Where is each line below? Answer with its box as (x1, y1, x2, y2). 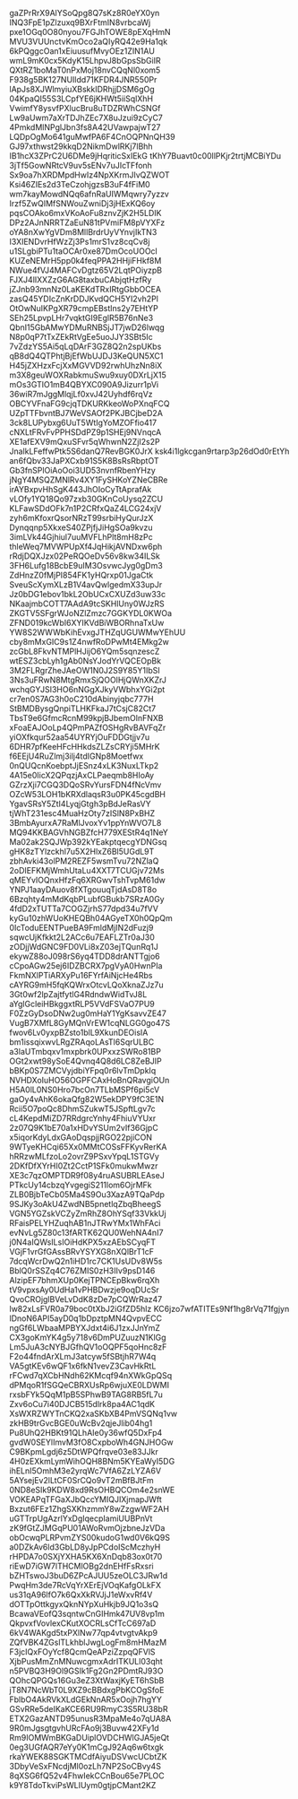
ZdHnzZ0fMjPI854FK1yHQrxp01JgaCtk (9, 569, 154, 580)
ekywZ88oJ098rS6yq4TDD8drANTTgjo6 (9, 951, 160, 961)
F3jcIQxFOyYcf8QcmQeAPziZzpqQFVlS (9, 1647, 156, 1657)
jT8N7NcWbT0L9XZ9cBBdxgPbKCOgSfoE (9, 1685, 165, 1695)
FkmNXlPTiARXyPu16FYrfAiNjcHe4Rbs (9, 970, 153, 980)
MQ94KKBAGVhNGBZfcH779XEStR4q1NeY (9, 827, 168, 838)
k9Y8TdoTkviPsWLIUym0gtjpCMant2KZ (9, 1780, 157, 1790)
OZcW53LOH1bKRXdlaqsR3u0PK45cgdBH (9, 789, 166, 799)
